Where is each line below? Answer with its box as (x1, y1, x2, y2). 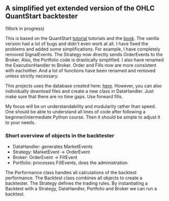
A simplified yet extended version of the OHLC (5, 4, 155, 13)
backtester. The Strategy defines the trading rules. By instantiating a (5, 180, 148, 186)
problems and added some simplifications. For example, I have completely (5, 46, 161, 52)
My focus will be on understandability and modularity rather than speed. (5, 103, 156, 109)
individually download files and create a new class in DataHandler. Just (5, 88, 154, 94)
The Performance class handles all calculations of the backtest (5, 170, 137, 176)
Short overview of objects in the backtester (5, 132, 115, 139)
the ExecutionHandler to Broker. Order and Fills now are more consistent (5, 62, 156, 68)
